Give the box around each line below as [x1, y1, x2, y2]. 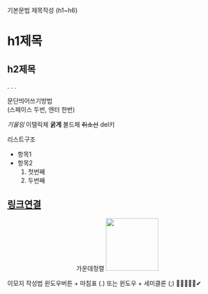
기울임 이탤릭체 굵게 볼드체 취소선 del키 [7, 120, 115, 128]
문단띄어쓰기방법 [7, 97, 53, 105]
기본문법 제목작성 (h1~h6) [7, 6, 78, 14]
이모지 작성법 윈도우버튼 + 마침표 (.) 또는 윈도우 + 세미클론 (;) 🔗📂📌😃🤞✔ [7, 279, 202, 287]
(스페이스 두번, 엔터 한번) [7, 106, 75, 113]
